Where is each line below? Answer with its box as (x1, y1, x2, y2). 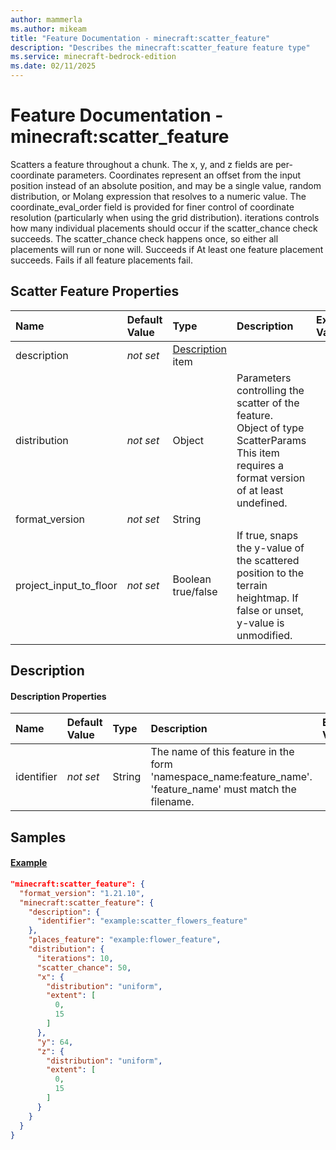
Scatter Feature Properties (10, 283, 180, 300)
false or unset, (236, 603, 304, 617)
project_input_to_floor (15, 578, 118, 592)
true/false (172, 584, 218, 598)
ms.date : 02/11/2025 (10, 61, 97, 71)
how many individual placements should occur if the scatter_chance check (10, 222, 318, 234)
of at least (236, 483, 284, 497)
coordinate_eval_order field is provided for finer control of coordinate (10, 201, 295, 213)
